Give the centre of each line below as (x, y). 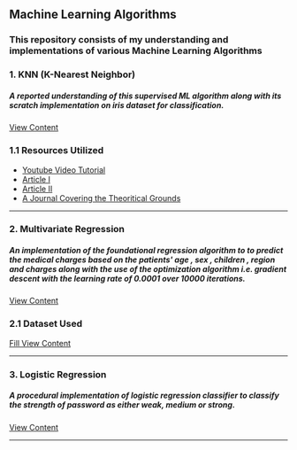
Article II (37, 189)
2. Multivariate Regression (67, 229)
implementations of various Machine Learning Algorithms (136, 50)
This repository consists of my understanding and (119, 40)
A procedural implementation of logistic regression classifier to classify (145, 396)
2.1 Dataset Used (46, 324)
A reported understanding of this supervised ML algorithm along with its (145, 96)
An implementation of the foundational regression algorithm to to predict (146, 251)
